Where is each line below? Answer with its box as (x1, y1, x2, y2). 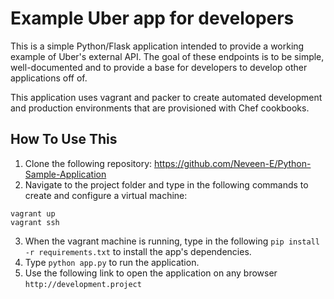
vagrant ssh (10, 217, 60, 227)
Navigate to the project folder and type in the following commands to (24, 178, 309, 191)
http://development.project (24, 279, 142, 289)
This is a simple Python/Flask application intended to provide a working (10, 40, 305, 52)
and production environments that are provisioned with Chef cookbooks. (10, 102, 310, 114)
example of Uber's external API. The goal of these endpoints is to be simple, (10, 50, 325, 62)
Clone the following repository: (24, 157, 153, 169)
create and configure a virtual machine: (24, 189, 188, 201)
